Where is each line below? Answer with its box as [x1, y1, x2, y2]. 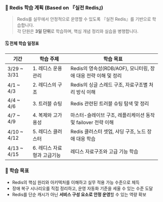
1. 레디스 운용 [32, 65, 62, 71]
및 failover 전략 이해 [70, 119, 114, 126]
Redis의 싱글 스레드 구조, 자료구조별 [70, 81, 148, 88]
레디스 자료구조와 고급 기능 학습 [70, 148, 138, 155]
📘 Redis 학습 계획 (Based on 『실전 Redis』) [5, 4, 103, 11]
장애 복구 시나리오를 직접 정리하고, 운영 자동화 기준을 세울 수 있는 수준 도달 [12, 185, 153, 191]
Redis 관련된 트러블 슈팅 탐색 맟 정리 [70, 100, 149, 107]
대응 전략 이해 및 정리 [76, 72, 122, 79]
